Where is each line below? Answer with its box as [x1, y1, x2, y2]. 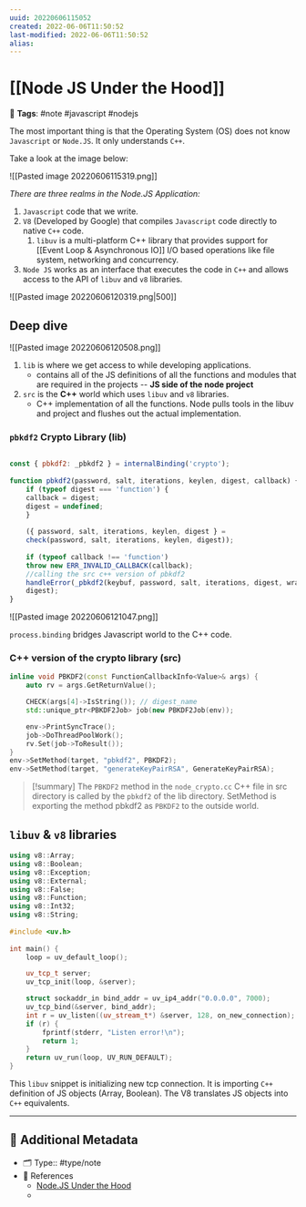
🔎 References [22, 1170, 74, 1181]
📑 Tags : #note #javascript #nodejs [9, 108, 139, 119]
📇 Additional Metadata [9, 1132, 138, 1148]
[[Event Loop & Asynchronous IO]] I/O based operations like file [36, 245, 275, 256]
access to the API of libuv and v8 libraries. [22, 274, 183, 285]
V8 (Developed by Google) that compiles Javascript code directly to [22, 216, 278, 227]
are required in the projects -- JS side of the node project [36, 379, 254, 390]
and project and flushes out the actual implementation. [36, 408, 241, 419]
